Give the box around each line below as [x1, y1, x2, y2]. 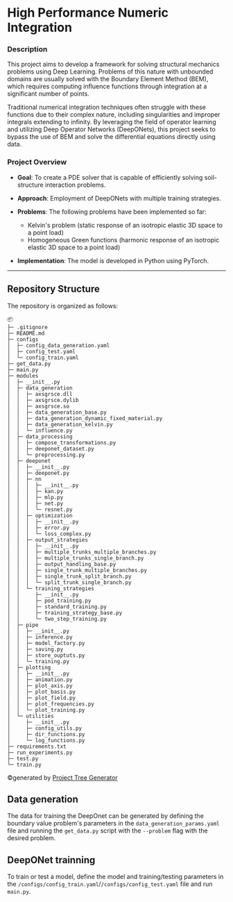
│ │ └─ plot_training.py [7, 706, 85, 713]
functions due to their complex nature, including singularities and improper [7, 110, 221, 119]
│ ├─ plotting [7, 664, 51, 671]
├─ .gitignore [7, 324, 49, 331]
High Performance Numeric [7, 5, 169, 21]
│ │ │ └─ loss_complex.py [7, 530, 92, 537]
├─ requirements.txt [7, 743, 67, 750]
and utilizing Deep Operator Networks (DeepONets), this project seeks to [7, 125, 216, 133]
